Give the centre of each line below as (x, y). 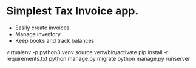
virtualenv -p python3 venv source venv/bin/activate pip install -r (87, 52)
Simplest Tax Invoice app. (73, 11)
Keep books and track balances (55, 40)
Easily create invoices (42, 28)
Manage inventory (38, 34)
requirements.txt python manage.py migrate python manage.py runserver (98, 58)
